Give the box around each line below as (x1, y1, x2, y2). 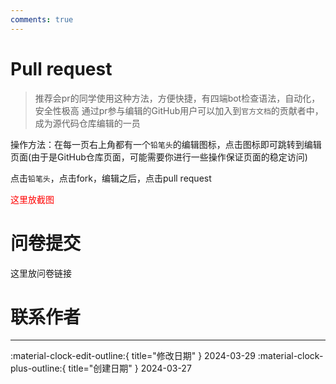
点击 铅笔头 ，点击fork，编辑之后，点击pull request (10, 172, 212, 184)
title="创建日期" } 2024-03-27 (68, 362, 192, 375)
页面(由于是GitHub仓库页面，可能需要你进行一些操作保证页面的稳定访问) (10, 151, 308, 163)
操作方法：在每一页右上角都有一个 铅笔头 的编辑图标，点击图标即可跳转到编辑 (10, 138, 322, 150)
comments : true (10, 14, 74, 25)
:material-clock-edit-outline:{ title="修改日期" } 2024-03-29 (10, 350, 256, 362)
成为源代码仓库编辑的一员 (34, 117, 141, 129)
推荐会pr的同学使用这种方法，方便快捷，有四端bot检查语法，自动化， (34, 92, 321, 104)
